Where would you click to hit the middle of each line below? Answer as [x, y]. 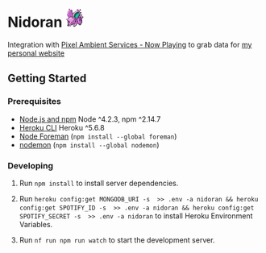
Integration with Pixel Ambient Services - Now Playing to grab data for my [130, 44]
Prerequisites [34, 102]
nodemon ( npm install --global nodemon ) [89, 144]
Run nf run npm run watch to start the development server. [117, 240]
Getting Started [47, 79]
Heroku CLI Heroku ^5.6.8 [62, 127]
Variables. [36, 224]
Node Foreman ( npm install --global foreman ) [98, 136]
